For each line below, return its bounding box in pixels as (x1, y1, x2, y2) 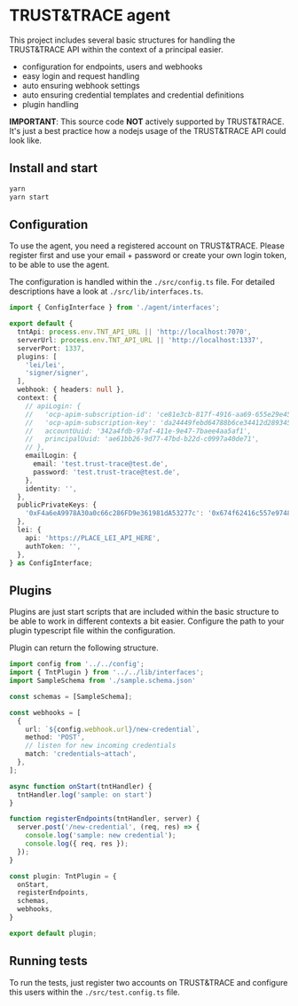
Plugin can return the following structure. (9, 642, 160, 653)
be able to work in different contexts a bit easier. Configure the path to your (9, 616, 285, 626)
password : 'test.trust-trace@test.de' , (32, 468, 180, 476)
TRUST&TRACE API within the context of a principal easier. (9, 43, 223, 54)
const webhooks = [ (9, 708, 82, 717)
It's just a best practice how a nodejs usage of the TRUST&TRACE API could (9, 125, 286, 136)
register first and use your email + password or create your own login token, (9, 250, 286, 261)
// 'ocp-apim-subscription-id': (25, 410, 153, 419)
